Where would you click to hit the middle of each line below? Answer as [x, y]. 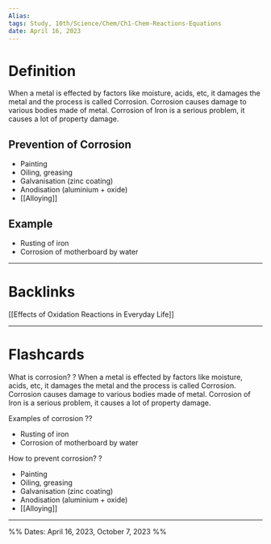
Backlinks [42, 292]
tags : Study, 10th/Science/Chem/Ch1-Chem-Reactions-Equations [115, 23]
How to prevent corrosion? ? [55, 458]
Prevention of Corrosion [70, 144]
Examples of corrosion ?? [50, 418]
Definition [42, 71]
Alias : [19, 16]
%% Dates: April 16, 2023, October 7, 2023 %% [88, 531]
